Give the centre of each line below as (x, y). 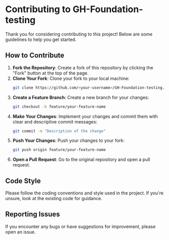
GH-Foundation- (108, 9)
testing (20, 20)
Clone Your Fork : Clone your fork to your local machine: (71, 78)
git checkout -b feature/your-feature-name (59, 107)
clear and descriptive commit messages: (55, 122)
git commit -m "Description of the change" (59, 131)
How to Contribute (35, 55)
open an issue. (21, 232)
